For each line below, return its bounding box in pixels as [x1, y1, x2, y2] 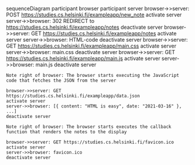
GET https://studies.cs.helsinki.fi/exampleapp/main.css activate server [6, 42, 177, 49]
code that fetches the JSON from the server [6, 78, 117, 83]
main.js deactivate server [35, 61, 97, 68]
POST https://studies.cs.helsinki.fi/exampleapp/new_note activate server [6, 11, 182, 18]
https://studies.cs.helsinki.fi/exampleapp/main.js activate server [6, 55, 160, 62]
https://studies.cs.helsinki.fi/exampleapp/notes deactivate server [6, 23, 163, 31]
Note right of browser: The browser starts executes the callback [6, 124, 172, 130]
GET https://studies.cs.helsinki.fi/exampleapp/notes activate [31, 30, 177, 37]
